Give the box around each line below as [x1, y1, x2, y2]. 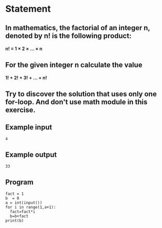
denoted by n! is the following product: [5, 31, 132, 40]
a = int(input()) [5, 200, 43, 205]
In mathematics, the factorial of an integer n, [5, 24, 150, 32]
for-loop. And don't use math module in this [5, 98, 148, 106]
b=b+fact [10, 213, 29, 219]
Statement [5, 3, 51, 15]
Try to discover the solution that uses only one [5, 89, 157, 98]
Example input [5, 123, 52, 131]
